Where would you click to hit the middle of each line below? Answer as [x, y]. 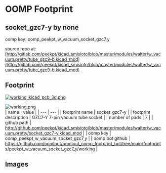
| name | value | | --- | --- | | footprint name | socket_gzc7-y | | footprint [78, 112]
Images [17, 164]
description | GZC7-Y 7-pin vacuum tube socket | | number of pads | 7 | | [79, 117]
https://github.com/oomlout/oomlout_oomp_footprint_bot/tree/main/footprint [83, 143]
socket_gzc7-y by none [42, 27]
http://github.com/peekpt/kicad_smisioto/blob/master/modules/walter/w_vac [83, 128]
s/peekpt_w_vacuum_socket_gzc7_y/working [50, 149]
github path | [18, 123]
